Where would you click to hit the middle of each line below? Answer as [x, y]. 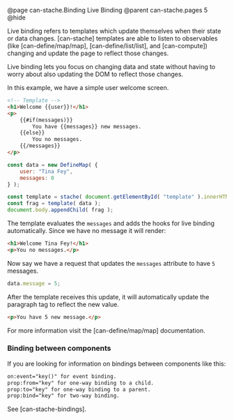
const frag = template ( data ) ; [54, 204]
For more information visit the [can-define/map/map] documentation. [106, 330]
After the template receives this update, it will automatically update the [108, 297]
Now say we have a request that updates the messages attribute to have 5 [111, 263]
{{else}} [32, 133]
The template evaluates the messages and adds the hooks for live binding [111, 223]
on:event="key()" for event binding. [62, 376]
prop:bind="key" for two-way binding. [63, 396]
